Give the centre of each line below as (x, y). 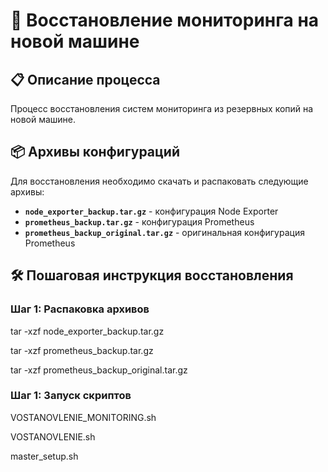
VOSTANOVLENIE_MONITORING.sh (83, 417)
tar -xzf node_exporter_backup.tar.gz (87, 331)
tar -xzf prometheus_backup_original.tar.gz (99, 370)
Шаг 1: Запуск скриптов (71, 396)
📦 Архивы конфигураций (95, 152)
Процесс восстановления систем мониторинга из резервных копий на (162, 108)
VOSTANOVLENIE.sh (53, 436)
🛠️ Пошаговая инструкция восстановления (152, 275)
